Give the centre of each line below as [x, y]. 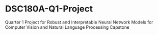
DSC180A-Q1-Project [49, 9]
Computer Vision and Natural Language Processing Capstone [67, 27]
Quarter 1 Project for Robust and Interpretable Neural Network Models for [79, 22]
